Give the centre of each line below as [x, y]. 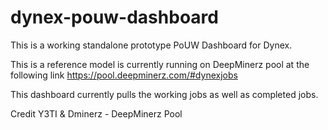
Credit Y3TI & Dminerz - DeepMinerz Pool [96, 113]
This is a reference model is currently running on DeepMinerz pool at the [160, 64]
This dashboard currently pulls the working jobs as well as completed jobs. [164, 94]
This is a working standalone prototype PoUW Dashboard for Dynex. [151, 45]
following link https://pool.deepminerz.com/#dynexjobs [124, 75]
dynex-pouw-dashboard [114, 17]
